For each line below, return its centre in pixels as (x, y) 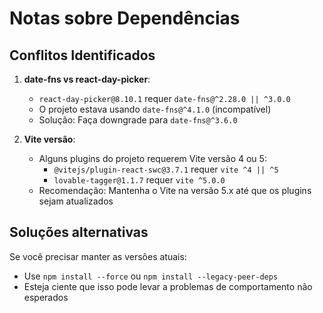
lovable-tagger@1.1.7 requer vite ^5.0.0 (139, 180)
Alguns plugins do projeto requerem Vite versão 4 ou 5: (152, 158)
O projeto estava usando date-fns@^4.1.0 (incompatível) (155, 109)
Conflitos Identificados (82, 55)
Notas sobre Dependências (125, 18)
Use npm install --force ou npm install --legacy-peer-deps (151, 276)
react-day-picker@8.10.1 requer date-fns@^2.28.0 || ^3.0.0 (164, 98)
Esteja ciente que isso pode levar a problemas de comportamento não (168, 286)
